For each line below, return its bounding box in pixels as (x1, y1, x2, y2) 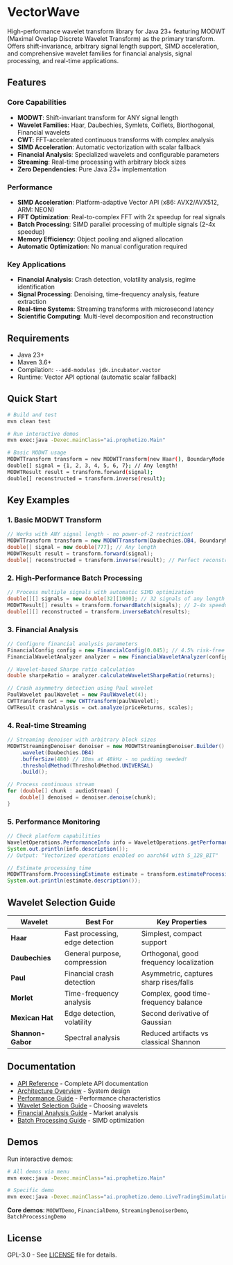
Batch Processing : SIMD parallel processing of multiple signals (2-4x (17, 220, 216, 228)
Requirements (7, 332, 69, 344)
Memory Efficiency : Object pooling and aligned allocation (17, 235, 184, 243)
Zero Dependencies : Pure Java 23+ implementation (17, 164, 166, 173)
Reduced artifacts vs (141, 1028, 209, 1038)
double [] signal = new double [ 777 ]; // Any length (7, 544, 157, 551)
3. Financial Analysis (7, 625, 78, 634)
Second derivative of (141, 1009, 209, 1019)
